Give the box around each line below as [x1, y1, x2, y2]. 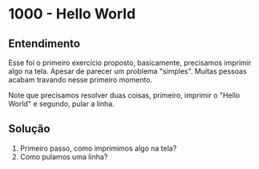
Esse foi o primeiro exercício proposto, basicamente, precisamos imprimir [8, 58, 252, 67]
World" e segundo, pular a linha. [8, 99, 115, 108]
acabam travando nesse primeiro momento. [8, 75, 153, 84]
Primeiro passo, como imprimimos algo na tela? [19, 143, 177, 153]
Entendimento [8, 37, 80, 50]
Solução [8, 122, 51, 136]
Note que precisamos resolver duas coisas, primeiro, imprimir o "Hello [8, 91, 241, 100]
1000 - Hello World [8, 5, 136, 23]
